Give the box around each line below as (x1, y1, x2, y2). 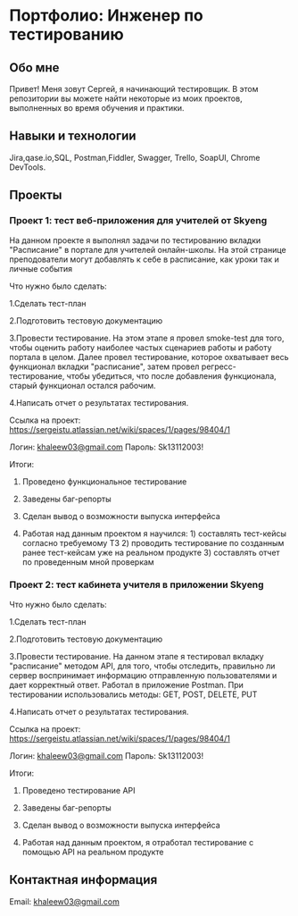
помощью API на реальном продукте (21, 846, 164, 857)
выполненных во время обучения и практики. (9, 103, 185, 113)
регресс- (201, 361, 236, 372)
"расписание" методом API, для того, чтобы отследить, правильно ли (9, 660, 276, 671)
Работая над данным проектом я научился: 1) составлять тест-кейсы (21, 528, 287, 539)
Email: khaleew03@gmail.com (9, 895, 120, 907)
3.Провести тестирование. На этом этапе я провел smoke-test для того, (9, 332, 285, 343)
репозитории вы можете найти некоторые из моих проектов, (9, 93, 243, 104)
